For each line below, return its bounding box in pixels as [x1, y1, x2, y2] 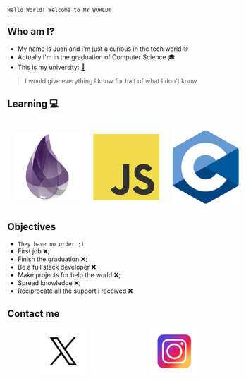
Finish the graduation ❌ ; [17, 255, 88, 263]
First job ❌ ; [17, 247, 50, 255]
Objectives [7, 221, 56, 233]
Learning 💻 [7, 98, 60, 110]
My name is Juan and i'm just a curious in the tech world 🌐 [17, 44, 189, 53]
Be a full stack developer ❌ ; [17, 263, 99, 272]
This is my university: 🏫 [17, 63, 86, 71]
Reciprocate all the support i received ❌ [17, 286, 133, 295]
